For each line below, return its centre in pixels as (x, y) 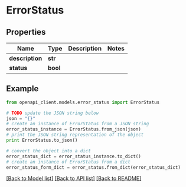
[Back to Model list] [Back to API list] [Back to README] (74, 178)
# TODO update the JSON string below (53, 113)
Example (22, 89)
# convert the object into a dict (49, 151)
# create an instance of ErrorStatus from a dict (68, 162)
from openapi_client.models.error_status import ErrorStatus (83, 102)
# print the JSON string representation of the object (75, 135)
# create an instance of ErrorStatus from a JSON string (78, 124)
